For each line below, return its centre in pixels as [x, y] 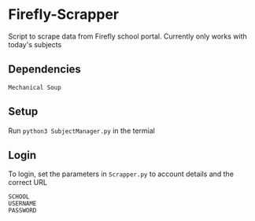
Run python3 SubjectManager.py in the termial [81, 131]
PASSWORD [22, 211]
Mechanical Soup [35, 87]
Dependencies [44, 70]
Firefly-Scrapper [64, 15]
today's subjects [35, 44]
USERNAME [22, 204]
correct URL [28, 182]
